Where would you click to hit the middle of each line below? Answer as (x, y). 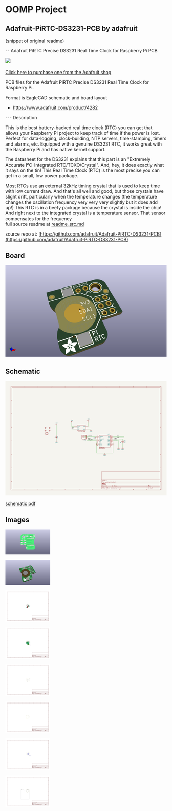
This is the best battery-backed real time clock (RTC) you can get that (79, 128)
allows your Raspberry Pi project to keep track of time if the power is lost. (83, 133)
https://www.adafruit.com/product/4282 (55, 107)
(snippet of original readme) (35, 41)
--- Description (21, 118)
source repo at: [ (23, 234)
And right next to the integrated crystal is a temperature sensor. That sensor (85, 213)
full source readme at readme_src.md (45, 224)
